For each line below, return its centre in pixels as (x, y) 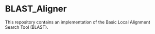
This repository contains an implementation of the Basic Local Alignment (78, 22)
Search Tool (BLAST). (27, 27)
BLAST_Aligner (36, 9)
